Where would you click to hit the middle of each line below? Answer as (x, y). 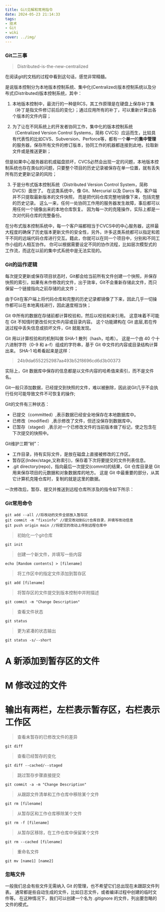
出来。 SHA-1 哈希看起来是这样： (39, 351)
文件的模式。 (18, 905)
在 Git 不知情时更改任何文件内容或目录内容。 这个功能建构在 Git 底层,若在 (79, 322)
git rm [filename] (24, 804)
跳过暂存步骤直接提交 (39, 775)
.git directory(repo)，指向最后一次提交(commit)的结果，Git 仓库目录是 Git (86, 466)
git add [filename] (25, 583)
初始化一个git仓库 (35, 535)
